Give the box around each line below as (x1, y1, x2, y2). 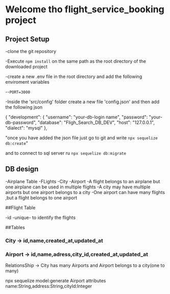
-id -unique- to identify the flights (5, 214, 76, 220)
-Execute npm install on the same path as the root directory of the (5, 58, 147, 64)
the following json (5, 104, 43, 110)
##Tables (5, 224, 26, 230)
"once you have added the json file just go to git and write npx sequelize (5, 135, 158, 141)
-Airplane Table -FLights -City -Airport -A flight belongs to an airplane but (5, 178, 160, 184)
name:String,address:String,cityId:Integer (5, 283, 92, 289)
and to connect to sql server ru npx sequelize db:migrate (5, 150, 127, 156)
